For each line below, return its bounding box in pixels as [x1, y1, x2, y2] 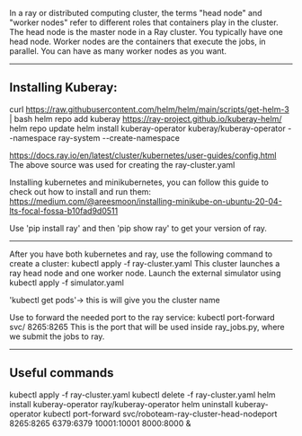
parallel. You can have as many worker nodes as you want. [9, 46, 227, 57]
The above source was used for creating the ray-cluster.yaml [9, 159, 235, 170]
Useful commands [9, 365, 114, 380]
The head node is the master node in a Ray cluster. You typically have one [9, 27, 283, 37]
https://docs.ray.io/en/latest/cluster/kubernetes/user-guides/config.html [9, 150, 277, 161]
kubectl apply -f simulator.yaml [9, 277, 124, 288]
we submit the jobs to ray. [9, 331, 105, 342]
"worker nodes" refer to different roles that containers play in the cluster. [9, 17, 279, 28]
